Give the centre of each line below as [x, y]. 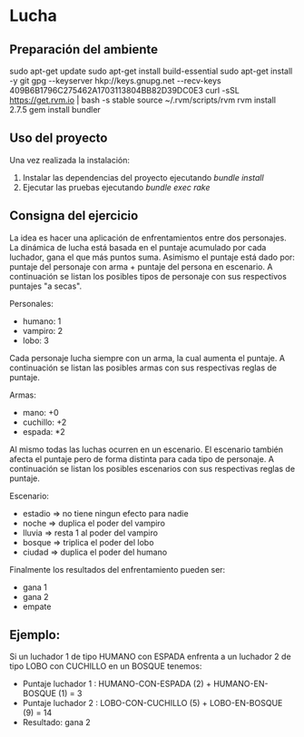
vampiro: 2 [43, 330]
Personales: [32, 303]
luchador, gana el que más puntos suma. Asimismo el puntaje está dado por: [152, 257]
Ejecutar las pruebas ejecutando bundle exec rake [116, 187]
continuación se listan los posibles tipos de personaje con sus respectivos [148, 276]
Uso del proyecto [59, 138]
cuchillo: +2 [44, 422]
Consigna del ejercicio [74, 216]
